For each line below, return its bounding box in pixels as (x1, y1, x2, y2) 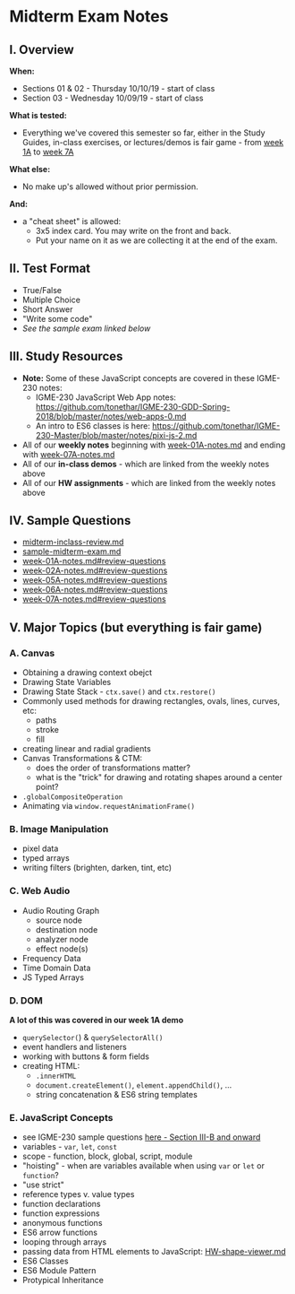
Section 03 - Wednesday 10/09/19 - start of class (21, 92, 204, 103)
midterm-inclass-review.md (21, 536, 124, 548)
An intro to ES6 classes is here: (35, 420, 150, 431)
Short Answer (21, 303, 73, 315)
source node (35, 915, 83, 925)
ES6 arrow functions (21, 1227, 98, 1238)
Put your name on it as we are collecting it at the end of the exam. (35, 235, 278, 246)
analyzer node (35, 934, 89, 944)
